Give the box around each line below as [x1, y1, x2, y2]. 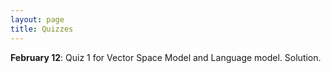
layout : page [10, 14, 65, 25]
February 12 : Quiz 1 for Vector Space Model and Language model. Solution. [10, 51, 322, 63]
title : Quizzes [10, 24, 74, 34]
